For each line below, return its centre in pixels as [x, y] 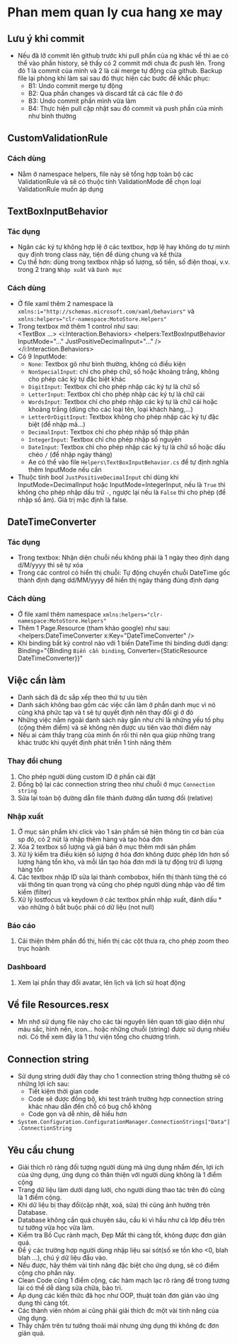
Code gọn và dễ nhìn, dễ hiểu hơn [77, 1114]
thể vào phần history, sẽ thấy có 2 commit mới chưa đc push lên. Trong [121, 63]
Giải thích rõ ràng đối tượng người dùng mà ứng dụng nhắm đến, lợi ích [121, 1167]
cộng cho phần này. [46, 1273]
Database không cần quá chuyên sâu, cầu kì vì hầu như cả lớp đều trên [121, 1220]
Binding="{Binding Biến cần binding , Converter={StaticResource [112, 650]
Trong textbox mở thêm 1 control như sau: [78, 326]
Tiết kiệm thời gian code [63, 1091]
